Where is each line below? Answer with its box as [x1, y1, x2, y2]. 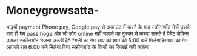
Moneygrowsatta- [6, 4, 99, 17]
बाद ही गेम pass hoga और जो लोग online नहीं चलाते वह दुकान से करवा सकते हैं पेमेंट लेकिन [6, 30, 189, 37]
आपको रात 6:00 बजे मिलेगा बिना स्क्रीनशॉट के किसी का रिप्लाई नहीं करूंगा [6, 43, 150, 51]
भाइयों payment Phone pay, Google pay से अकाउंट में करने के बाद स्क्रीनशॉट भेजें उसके [6, 23, 191, 30]
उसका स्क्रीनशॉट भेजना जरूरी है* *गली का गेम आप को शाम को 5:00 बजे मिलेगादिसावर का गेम [6, 36, 188, 43]
